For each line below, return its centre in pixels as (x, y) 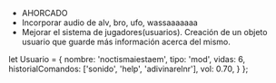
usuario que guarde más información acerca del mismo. (126, 41)
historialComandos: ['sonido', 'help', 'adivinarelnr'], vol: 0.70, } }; (128, 69)
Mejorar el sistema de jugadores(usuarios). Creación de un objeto (144, 32)
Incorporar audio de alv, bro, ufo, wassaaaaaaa (110, 23)
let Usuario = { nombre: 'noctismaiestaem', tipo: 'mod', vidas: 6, (127, 59)
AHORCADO (44, 13)
